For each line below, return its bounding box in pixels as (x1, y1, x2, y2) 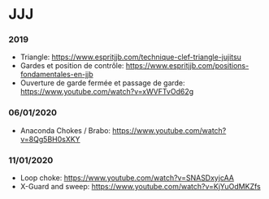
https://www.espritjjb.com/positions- (125, 61, 249, 71)
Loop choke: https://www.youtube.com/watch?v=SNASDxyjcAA (20, 173, 234, 183)
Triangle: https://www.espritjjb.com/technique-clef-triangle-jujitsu (20, 52, 242, 62)
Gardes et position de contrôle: (20, 61, 124, 71)
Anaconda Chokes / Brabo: (20, 125, 111, 135)
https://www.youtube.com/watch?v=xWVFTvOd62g (20, 87, 194, 97)
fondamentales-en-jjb (20, 70, 93, 80)
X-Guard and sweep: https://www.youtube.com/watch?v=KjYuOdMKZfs (20, 182, 262, 192)
